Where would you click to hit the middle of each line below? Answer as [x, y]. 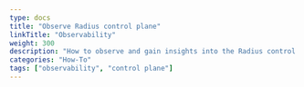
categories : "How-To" [51, 60]
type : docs [30, 18]
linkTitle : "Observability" [63, 34]
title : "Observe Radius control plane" [85, 26]
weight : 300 [32, 43]
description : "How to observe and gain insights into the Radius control [153, 52]
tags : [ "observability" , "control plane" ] [91, 69]
